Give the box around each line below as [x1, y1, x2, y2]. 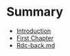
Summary [6, 4, 63, 20]
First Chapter [16, 33, 54, 42]
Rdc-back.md [16, 41, 56, 49]
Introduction [16, 27, 51, 35]
